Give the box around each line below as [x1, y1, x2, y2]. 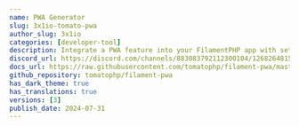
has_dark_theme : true [9, 79, 90, 88]
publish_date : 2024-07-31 [9, 104, 105, 113]
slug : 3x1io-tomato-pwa [9, 21, 98, 30]
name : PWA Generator [9, 12, 86, 22]
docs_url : [9, 63, 46, 72]
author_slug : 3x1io [9, 29, 82, 38]
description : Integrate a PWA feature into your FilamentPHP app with [9, 46, 277, 55]
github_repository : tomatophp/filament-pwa [9, 71, 174, 80]
